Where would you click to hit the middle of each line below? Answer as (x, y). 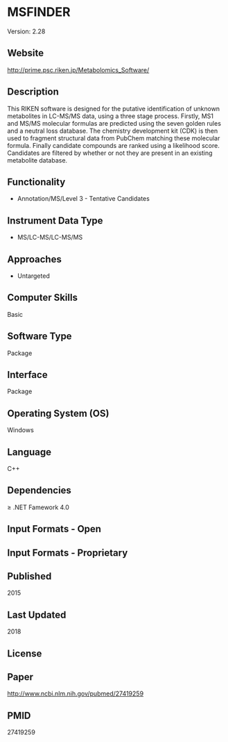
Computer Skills (43, 298)
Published (29, 576)
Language (29, 452)
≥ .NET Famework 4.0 (38, 507)
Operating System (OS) (58, 413)
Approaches (35, 259)
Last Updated (37, 615)
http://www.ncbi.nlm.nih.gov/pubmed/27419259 (76, 694)
